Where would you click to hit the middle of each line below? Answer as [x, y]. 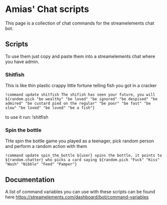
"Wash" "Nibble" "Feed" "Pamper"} [41, 164]
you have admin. [22, 62]
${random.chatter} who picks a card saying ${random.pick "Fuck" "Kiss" [82, 160]
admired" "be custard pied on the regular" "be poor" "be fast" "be [78, 104]
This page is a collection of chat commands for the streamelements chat [80, 23]
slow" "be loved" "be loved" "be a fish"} [50, 108]
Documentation [30, 180]
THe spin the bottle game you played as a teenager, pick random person [79, 141]
